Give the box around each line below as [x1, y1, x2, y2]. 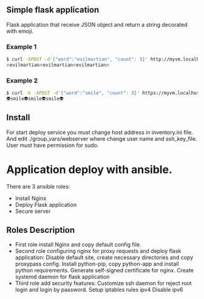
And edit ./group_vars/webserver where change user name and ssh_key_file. [6, 135, 197, 142]
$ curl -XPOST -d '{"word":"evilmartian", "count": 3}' [6, 56, 148, 62]
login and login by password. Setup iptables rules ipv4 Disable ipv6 [15, 286, 183, 294]
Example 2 [6, 76, 38, 84]
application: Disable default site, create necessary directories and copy [15, 254, 194, 261]
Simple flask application [6, 5, 100, 15]
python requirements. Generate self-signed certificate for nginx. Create [15, 267, 194, 274]
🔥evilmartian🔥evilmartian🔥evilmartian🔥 [6, 62, 110, 68]
